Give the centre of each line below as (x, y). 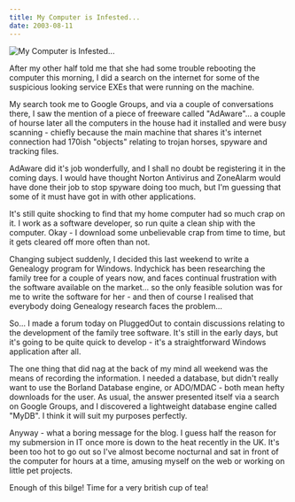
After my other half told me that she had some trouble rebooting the (132, 68)
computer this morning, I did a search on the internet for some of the (134, 77)
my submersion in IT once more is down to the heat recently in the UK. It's (144, 442)
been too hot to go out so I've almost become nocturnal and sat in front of (144, 452)
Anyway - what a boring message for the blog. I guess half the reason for (143, 432)
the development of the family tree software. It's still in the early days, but (144, 332)
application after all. (45, 351)
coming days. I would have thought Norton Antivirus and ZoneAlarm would (145, 177)
